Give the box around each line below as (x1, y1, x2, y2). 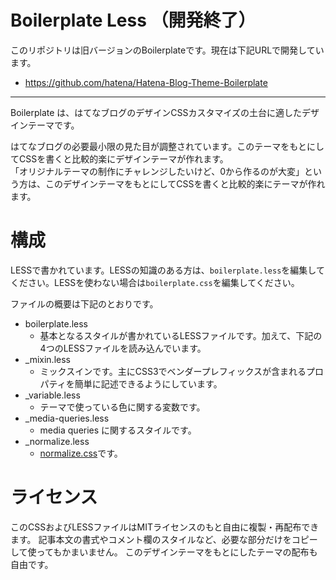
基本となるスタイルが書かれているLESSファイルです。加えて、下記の (39, 329, 323, 341)
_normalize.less (24, 435, 90, 447)
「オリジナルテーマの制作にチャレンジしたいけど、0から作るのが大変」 (10, 165, 305, 177)
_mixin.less (24, 353, 71, 365)
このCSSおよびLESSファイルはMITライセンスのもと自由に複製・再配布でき (10, 521, 320, 533)
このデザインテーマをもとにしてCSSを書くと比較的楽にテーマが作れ (44, 177, 326, 190)
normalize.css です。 (39, 447, 123, 459)
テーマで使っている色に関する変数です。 (39, 401, 206, 413)
